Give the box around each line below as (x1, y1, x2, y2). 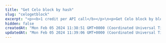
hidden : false (5, 21, 35, 26)
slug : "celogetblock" (5, 12, 50, 17)
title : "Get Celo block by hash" (5, 7, 74, 12)
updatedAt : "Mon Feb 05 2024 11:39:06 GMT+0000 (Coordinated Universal (5, 30, 156, 35)
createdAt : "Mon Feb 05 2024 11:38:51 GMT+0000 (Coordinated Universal (5, 26, 156, 31)
